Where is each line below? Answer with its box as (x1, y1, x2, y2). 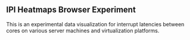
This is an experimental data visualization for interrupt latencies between (6, 20, 185, 27)
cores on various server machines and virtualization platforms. (6, 27, 160, 34)
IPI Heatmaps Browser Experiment (6, 5, 136, 15)
